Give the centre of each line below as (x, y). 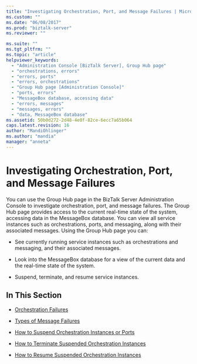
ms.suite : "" (22, 44)
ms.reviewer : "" (26, 33)
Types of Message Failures (47, 321)
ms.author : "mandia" (31, 136)
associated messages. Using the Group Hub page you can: (77, 230)
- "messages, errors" (38, 109)
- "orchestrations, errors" (46, 71)
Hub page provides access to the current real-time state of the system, (92, 212)
